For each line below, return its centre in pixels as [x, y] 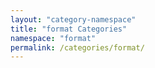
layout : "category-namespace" [73, 19]
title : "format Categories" [69, 29]
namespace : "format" [53, 38]
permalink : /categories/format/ [77, 47]
